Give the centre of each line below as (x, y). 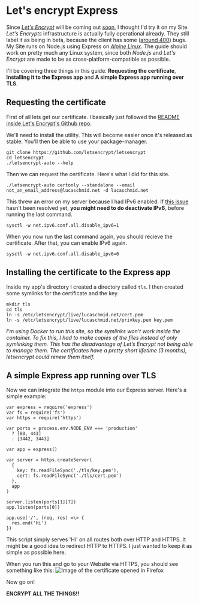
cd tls (14, 309)
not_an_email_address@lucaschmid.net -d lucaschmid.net (77, 190)
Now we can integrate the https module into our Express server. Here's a (97, 390)
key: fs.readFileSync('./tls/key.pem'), (68, 471)
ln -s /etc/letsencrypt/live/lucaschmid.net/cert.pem (75, 315)
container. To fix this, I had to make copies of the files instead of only (92, 337)
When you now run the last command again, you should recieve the (89, 236)
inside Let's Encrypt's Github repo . (49, 123)
